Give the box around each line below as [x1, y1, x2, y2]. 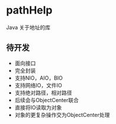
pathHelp [6, 4, 53, 17]
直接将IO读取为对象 [14, 104, 62, 111]
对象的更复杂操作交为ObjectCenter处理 [14, 111, 110, 118]
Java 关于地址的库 [6, 24, 51, 31]
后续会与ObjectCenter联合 [14, 96, 79, 103]
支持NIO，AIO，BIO [14, 74, 63, 81]
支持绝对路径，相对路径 [14, 89, 72, 96]
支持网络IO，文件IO [14, 81, 62, 89]
